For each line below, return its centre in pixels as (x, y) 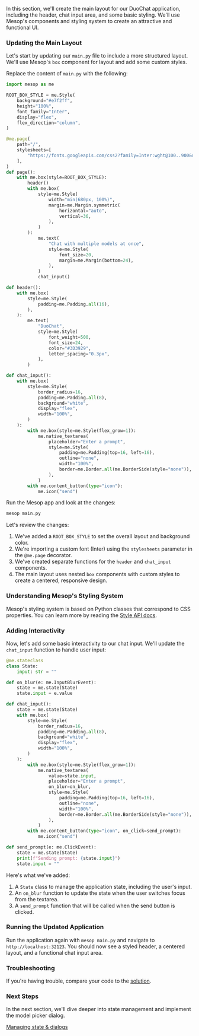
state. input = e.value (45, 694)
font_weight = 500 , (70, 337)
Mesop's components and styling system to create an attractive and (89, 21)
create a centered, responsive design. (61, 580)
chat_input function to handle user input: (56, 650)
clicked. (24, 912)
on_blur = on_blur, (70, 787)
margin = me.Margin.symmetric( (84, 205)
